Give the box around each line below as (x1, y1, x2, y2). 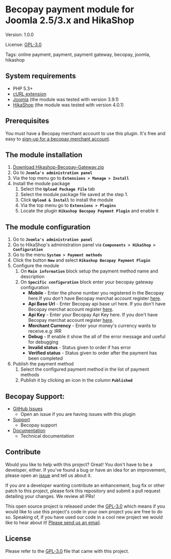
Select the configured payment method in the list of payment (20, 366, 149, 373)
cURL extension (12, 91, 47, 97)
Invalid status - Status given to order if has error (28, 344, 131, 351)
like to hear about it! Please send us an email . (5, 519, 101, 526)
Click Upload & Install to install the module (20, 197, 113, 203)
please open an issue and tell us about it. (5, 472, 92, 478)
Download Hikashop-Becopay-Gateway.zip (12, 164, 104, 170)
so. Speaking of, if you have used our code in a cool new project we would (5, 514, 163, 520)
